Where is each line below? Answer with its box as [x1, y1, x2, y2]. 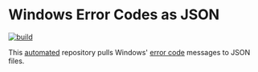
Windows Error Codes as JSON [8, 6, 219, 24]
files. [8, 56, 25, 66]
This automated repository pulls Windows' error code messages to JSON [8, 47, 251, 57]
